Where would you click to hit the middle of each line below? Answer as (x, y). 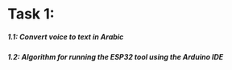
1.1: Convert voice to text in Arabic (66, 36)
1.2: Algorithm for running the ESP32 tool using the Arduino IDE (116, 57)
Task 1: (31, 14)
